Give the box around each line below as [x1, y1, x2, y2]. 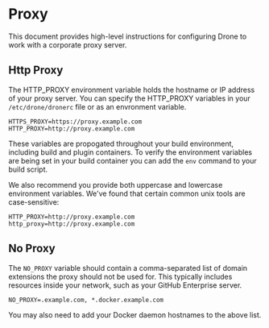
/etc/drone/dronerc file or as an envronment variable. [8, 102, 187, 111]
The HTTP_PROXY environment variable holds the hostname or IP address [8, 85, 255, 94]
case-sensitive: [8, 197, 60, 206]
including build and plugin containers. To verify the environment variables [8, 147, 252, 157]
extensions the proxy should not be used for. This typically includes [8, 272, 233, 281]
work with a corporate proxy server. [8, 39, 127, 49]
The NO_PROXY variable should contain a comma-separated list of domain [8, 263, 248, 272]
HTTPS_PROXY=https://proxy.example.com [8, 118, 143, 126]
